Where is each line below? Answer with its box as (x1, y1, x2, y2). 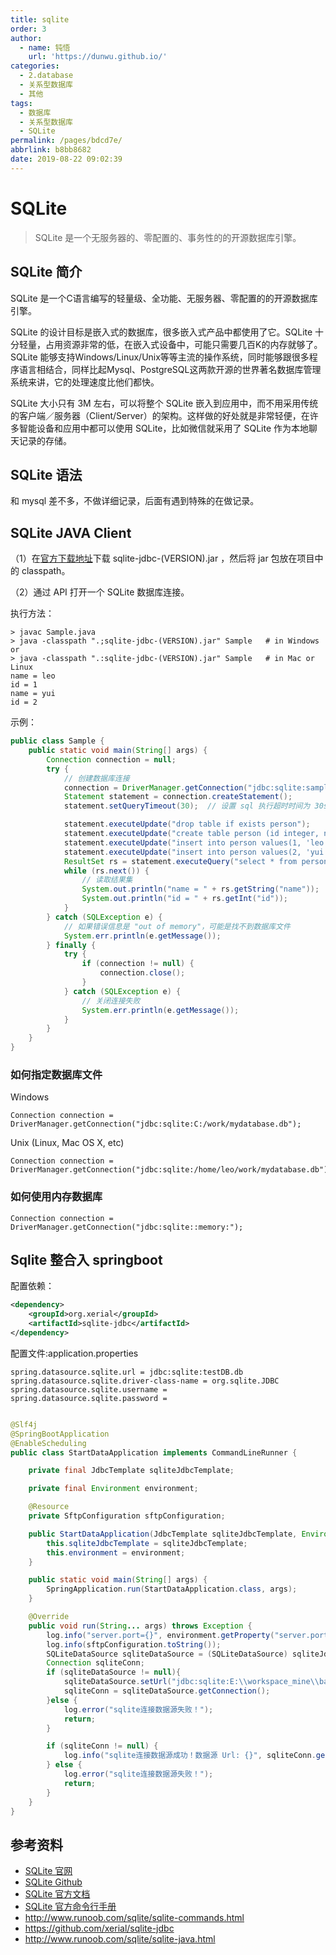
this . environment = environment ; (46, 1547, 186, 1558)
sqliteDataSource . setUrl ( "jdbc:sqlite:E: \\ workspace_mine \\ (63, 1677, 320, 1687)
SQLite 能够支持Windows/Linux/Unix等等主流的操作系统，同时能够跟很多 (10, 351, 310, 363)
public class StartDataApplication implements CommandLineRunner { (10, 1447, 298, 1458)
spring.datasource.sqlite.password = (10, 1393, 168, 1403)
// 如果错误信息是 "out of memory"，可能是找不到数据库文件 (63, 921, 291, 931)
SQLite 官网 (24, 1865, 73, 1877)
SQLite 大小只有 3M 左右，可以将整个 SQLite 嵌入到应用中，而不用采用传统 (10, 397, 319, 409)
